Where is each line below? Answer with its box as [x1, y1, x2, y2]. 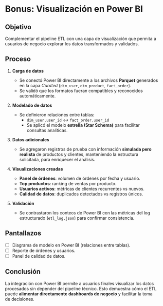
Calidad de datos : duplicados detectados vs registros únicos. [19, 191, 144, 197]
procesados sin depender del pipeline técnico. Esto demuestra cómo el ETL [5, 286, 157, 291]
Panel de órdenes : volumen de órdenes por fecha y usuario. [19, 175, 141, 181]
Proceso [5, 55, 31, 63]
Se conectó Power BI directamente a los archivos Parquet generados [19, 77, 158, 83]
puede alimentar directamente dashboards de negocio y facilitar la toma [5, 291, 153, 297]
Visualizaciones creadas [12, 166, 63, 172]
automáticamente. [19, 93, 56, 98]
